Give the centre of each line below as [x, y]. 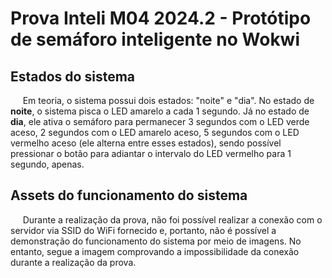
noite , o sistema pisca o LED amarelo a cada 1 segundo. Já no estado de [160, 111]
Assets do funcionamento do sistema [129, 195]
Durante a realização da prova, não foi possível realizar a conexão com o [172, 219]
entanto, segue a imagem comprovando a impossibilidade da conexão [155, 251]
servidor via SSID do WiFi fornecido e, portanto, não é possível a [143, 230]
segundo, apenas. [47, 164]
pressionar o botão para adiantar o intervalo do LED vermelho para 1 [151, 153]
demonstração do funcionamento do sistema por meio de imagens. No [156, 241]
